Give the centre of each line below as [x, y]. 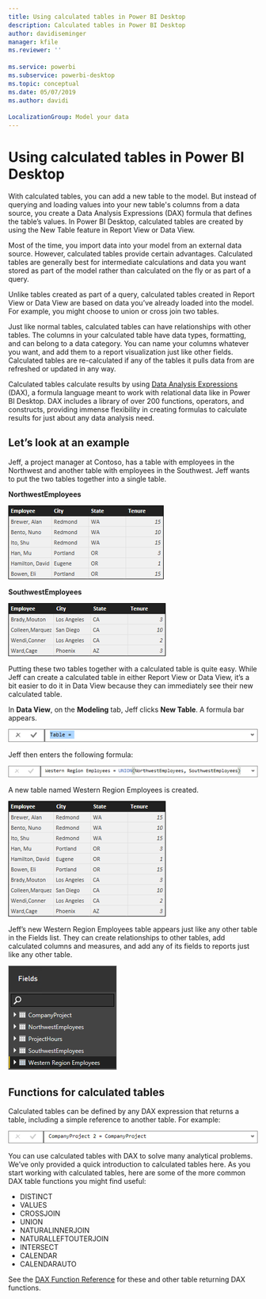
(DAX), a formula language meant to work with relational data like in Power [129, 393]
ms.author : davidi [38, 100]
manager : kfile [33, 42]
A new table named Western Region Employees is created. [104, 790]
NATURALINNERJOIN [55, 1231]
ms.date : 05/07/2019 [42, 92]
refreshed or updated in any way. [62, 369]
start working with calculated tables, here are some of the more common [127, 1173]
